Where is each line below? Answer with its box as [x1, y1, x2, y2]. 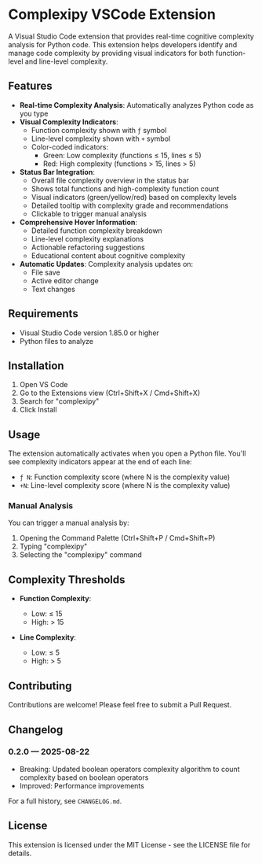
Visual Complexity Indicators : [19, 116, 119, 127]
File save [31, 268, 60, 277]
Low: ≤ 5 [31, 648, 60, 658]
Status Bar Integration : [19, 167, 96, 176]
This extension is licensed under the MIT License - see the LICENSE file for [8, 840, 251, 849]
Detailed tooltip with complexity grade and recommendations [31, 201, 229, 210]
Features [8, 79, 53, 93]
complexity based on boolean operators [19, 773, 149, 782]
